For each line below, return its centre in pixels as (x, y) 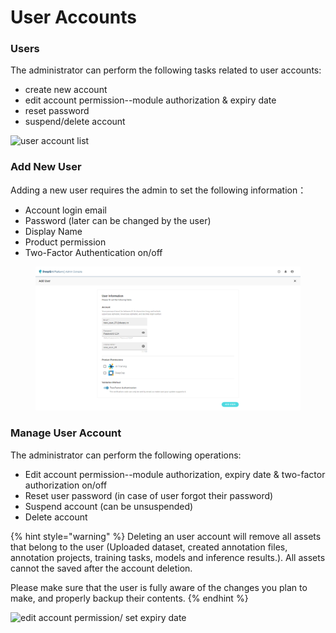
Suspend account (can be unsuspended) (109, 506)
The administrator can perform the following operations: (126, 455)
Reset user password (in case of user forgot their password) (149, 495)
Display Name (53, 231)
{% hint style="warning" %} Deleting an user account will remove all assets (166, 536)
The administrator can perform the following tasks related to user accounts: (166, 70)
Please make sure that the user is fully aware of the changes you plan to (159, 587)
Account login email (65, 210)
